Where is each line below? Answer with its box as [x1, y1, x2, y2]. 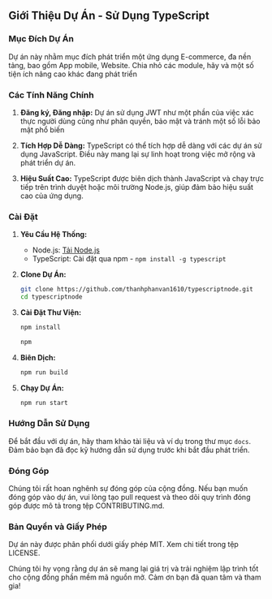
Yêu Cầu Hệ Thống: [19, 230, 88, 239]
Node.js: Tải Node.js [32, 245, 100, 255]
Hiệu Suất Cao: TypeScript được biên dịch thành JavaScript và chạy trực [19, 173, 265, 183]
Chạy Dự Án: [19, 383, 65, 393]
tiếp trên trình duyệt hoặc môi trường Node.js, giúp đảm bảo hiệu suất [19, 182, 254, 192]
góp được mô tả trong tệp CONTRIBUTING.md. [8, 501, 165, 511]
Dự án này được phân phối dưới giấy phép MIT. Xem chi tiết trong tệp [8, 540, 240, 549]
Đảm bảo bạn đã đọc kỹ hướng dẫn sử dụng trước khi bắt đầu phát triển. [8, 445, 250, 455]
